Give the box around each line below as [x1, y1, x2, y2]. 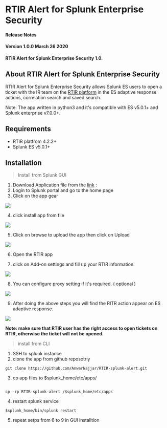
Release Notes [5, 32, 37, 38]
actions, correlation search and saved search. [5, 94, 102, 100]
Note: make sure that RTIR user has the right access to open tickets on [5, 325, 158, 331]
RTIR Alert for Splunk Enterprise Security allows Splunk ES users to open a [5, 83, 162, 90]
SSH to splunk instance [12, 351, 62, 357]
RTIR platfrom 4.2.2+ [12, 138, 57, 144]
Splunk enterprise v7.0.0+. [5, 110, 61, 116]
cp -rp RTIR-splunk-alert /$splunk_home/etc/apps [5, 389, 113, 395]
